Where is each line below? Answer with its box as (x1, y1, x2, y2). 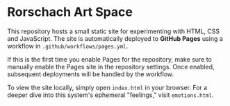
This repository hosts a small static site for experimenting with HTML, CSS (7, 27, 220, 35)
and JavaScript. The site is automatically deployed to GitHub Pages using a (7, 34, 224, 42)
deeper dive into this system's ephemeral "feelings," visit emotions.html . (7, 91, 214, 99)
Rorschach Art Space (7, 4, 133, 20)
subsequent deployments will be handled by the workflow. (7, 70, 174, 78)
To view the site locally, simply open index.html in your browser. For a (7, 83, 208, 91)
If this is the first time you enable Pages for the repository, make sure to (7, 55, 212, 63)
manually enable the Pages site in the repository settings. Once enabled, (7, 62, 215, 71)
